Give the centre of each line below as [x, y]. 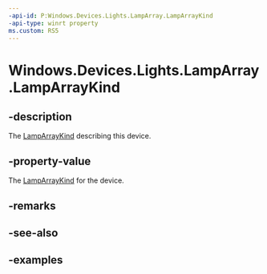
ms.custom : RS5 [34, 30]
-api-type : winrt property [53, 23]
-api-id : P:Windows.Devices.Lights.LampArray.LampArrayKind [111, 16]
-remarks [32, 205]
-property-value [50, 161]
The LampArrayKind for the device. [66, 180]
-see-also [33, 233]
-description [40, 117]
